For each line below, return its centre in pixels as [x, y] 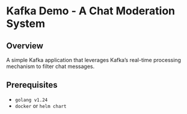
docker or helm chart [41, 106]
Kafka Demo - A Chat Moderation [91, 11]
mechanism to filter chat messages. [51, 66]
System [26, 24]
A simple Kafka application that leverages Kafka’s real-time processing [94, 60]
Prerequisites [32, 85]
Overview [25, 46]
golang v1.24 [31, 100]
